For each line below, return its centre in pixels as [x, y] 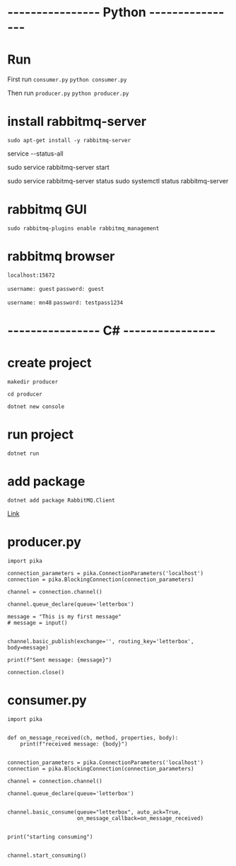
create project [49, 363]
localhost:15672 [31, 275]
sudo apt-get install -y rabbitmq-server [69, 141]
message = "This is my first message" [64, 616]
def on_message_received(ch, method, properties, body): [93, 738]
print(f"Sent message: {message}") [60, 660]
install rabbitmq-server [77, 122]
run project [41, 435]
